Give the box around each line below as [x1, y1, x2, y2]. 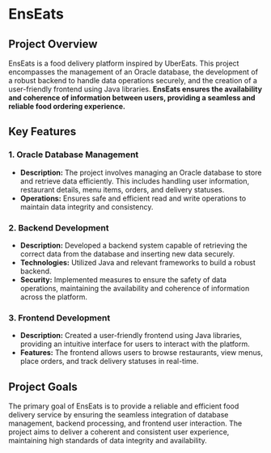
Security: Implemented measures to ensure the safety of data [19, 274, 227, 284]
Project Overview [8, 37, 98, 51]
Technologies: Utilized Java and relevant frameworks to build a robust [19, 257, 256, 267]
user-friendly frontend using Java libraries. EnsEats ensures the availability [8, 84, 263, 94]
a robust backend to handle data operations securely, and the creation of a [8, 76, 257, 85]
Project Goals [8, 379, 78, 393]
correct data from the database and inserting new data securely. [19, 248, 235, 259]
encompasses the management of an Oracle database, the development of [8, 67, 259, 77]
